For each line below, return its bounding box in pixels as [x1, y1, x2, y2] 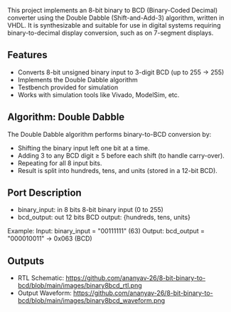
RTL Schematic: [17, 274, 65, 282]
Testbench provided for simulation [17, 83, 119, 91]
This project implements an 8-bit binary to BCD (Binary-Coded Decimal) [7, 6, 218, 14]
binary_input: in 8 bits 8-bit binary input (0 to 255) [17, 206, 163, 214]
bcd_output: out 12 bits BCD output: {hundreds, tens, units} [17, 213, 190, 222]
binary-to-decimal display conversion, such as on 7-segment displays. [7, 28, 214, 37]
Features [7, 49, 48, 61]
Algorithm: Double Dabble [7, 111, 125, 123]
